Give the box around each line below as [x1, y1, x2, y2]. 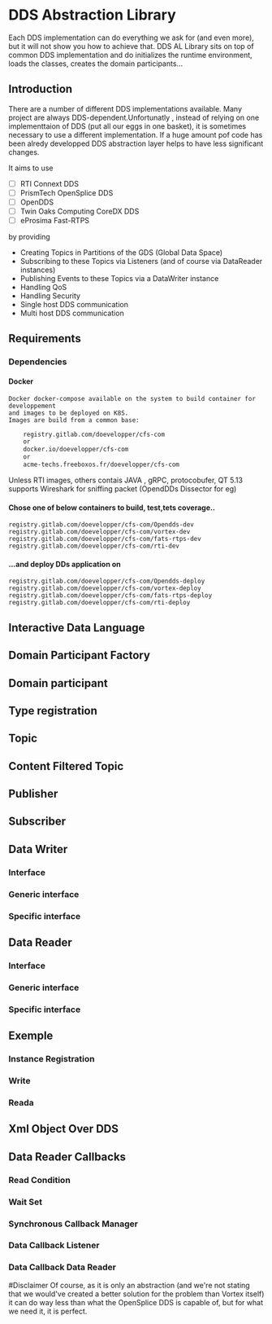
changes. [8, 147, 40, 156]
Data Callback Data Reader [8, 1261, 116, 1273]
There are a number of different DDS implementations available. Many [8, 103, 242, 113]
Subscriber [8, 815, 67, 829]
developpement [8, 402, 57, 410]
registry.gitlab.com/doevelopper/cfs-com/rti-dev [8, 542, 180, 551]
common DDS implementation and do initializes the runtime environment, [8, 50, 253, 59]
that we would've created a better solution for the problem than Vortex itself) [8, 1289, 265, 1299]
